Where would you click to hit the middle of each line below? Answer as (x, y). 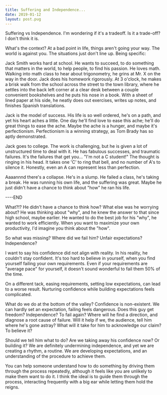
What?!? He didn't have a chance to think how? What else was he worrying (82, 207)
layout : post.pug (23, 19)
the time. (14, 274)
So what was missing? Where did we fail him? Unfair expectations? (74, 238)
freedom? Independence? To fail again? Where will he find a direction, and (82, 315)
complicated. (19, 295)
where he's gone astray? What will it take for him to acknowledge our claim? (83, 326)
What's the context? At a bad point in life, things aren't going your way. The (83, 48)
